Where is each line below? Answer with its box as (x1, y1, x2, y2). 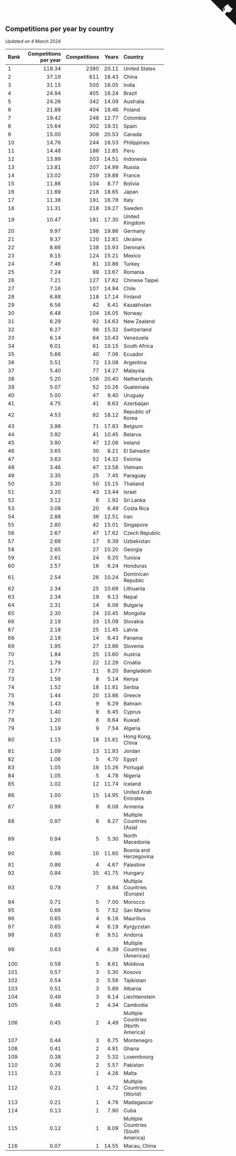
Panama (123, 634, 143, 641)
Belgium (123, 423, 143, 430)
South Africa (123, 342, 153, 349)
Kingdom (123, 219, 145, 226)
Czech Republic (123, 529, 161, 536)
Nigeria (123, 772, 141, 779)
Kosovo (123, 968, 141, 976)
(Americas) (123, 952, 150, 959)
